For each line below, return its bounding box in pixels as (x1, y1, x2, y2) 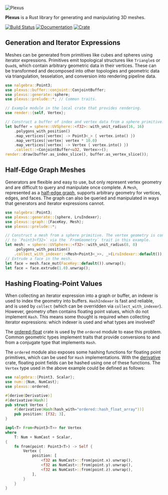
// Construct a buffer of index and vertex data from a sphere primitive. (5, 119, 164, 124)
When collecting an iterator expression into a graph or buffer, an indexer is (5, 292, 158, 298)
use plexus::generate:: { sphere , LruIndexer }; (5, 214, 101, 219)
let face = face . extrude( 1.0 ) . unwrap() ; (5, 265, 91, 270)
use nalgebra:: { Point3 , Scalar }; (5, 375, 75, 380)
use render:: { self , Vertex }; (5, 110, 66, 115)
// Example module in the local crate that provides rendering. (5, 105, 142, 111)
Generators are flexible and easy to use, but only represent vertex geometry (5, 179, 161, 185)
